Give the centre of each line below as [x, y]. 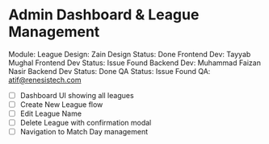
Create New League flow [61, 105]
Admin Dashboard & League [104, 15]
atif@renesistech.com [45, 80]
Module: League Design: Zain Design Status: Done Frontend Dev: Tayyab [130, 54]
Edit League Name [51, 113]
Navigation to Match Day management [84, 132]
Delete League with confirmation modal [86, 123]
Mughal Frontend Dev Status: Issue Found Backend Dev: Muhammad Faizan [134, 63]
